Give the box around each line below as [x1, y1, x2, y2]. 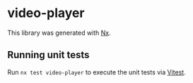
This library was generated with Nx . [7, 28, 111, 37]
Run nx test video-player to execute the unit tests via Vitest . [7, 67, 186, 76]
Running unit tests [7, 49, 90, 61]
